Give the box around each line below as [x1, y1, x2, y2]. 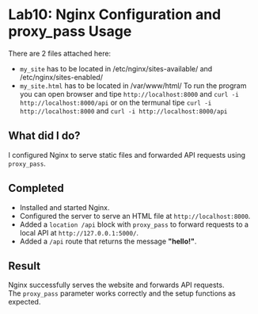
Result [8, 259, 41, 273]
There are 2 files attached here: [8, 48, 112, 58]
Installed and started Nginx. [19, 202, 110, 212]
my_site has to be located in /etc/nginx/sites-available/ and [19, 63, 213, 73]
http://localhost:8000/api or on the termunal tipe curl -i [19, 98, 212, 107]
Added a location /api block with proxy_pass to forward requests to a [19, 220, 249, 229]
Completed [8, 182, 65, 195]
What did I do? [8, 129, 81, 143]
